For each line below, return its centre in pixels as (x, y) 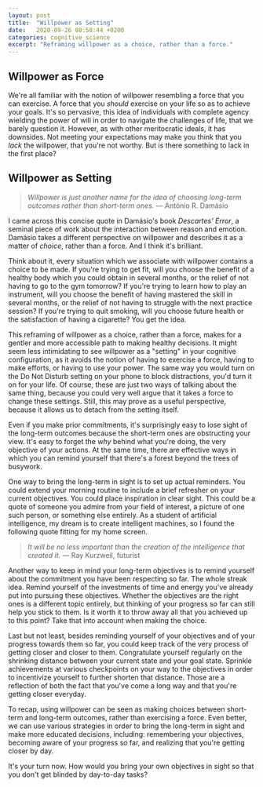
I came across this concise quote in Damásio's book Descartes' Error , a (124, 220)
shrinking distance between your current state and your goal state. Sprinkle (130, 661)
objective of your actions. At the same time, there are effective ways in (122, 450)
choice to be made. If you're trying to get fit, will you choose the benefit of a (131, 269)
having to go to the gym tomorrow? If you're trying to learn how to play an (128, 286)
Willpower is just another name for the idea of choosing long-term (134, 197)
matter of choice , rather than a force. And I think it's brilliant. (106, 246)
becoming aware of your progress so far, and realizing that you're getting (126, 742)
